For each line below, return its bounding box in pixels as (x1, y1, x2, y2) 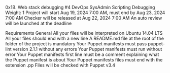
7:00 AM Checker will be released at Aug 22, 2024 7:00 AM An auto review (5, 15, 162, 21)
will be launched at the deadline (5, 20, 72, 26)
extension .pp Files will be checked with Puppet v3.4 (5, 62, 116, 68)
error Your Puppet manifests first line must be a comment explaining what (5, 51, 159, 57)
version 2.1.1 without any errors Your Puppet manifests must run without (12, 46, 162, 52)
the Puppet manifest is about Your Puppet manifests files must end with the (5, 57, 163, 62)
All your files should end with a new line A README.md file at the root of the (5, 35, 164, 41)
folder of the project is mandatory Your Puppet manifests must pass (5, 41, 147, 47)
